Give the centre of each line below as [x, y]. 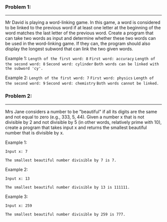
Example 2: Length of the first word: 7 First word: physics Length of [80, 78]
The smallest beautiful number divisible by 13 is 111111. [68, 187]
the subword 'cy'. [24, 69]
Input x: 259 [19, 206]
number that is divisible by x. [35, 132]
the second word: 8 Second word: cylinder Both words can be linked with [82, 64]
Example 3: [17, 196]
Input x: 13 [17, 178]
